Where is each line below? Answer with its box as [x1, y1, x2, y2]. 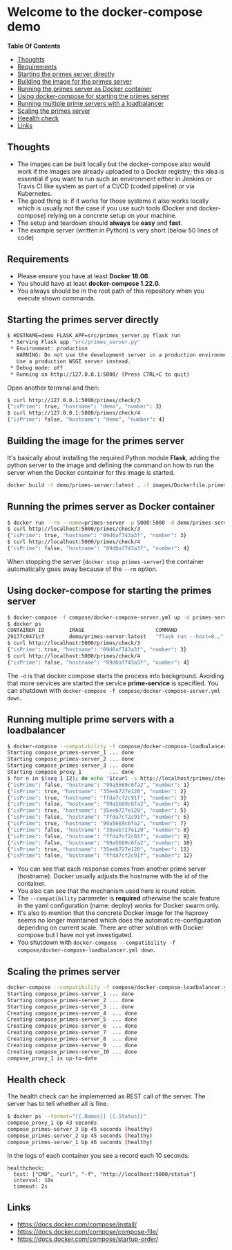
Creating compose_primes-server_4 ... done [7, 1010, 137, 1017]
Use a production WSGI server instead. [16, 358, 131, 365]
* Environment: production [10, 345, 88, 352]
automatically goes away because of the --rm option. [7, 565, 158, 573]
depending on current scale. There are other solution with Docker [17, 923, 204, 932]
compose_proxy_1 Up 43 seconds [7, 1119, 97, 1127]
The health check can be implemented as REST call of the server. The [7, 1092, 206, 1100]
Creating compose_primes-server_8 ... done [7, 1035, 137, 1042]
